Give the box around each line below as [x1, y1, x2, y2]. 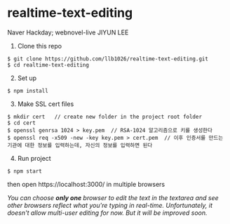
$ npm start [7, 167, 42, 175]
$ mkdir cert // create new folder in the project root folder [7, 113, 202, 120]
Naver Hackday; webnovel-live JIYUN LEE [7, 28, 129, 37]
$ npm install [7, 87, 49, 94]
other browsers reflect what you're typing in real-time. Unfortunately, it [7, 201, 212, 209]
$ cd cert [7, 119, 36, 126]
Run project [17, 154, 51, 162]
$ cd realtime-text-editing [7, 61, 90, 68]
